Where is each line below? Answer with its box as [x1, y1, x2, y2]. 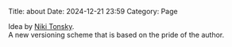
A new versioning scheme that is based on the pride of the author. [8, 31, 225, 39]
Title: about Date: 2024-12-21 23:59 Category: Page [8, 7, 178, 16]
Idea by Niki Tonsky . [8, 22, 75, 31]
